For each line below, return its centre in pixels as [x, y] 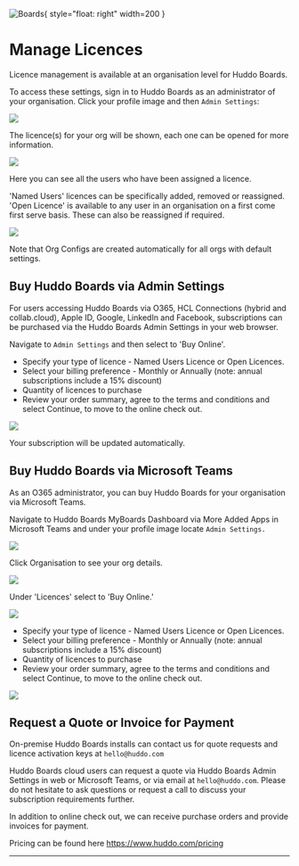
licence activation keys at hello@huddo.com [87, 754]
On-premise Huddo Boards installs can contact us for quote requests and [144, 744]
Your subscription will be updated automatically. [97, 442]
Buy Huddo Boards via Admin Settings [117, 287]
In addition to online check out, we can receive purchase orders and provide [149, 817]
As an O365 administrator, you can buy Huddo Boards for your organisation [148, 492]
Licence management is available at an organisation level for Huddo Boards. [149, 74]
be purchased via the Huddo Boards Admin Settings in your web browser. [144, 326]
